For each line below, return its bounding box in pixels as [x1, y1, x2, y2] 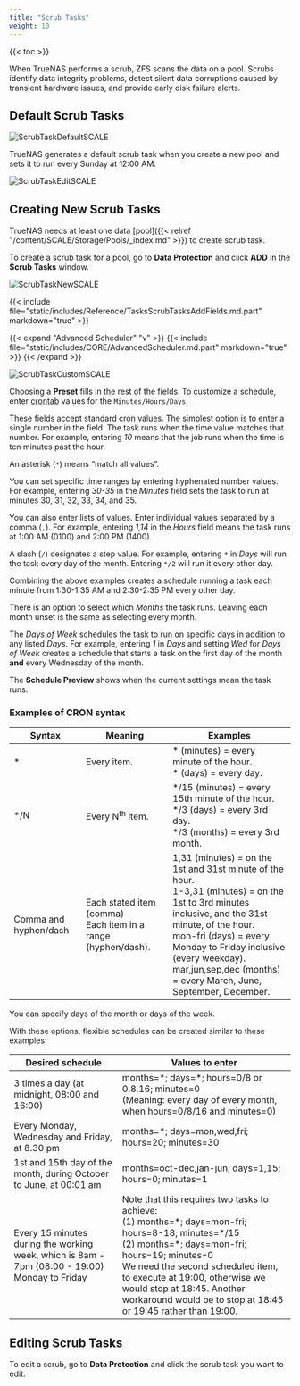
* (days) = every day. [172, 767, 263, 780]
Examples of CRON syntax [9, 706, 126, 719]
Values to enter [171, 1056, 238, 1069]
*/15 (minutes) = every [172, 781, 271, 794]
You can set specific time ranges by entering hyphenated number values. [9, 476, 279, 487]
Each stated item [86, 897, 156, 909]
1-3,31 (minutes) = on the [172, 885, 284, 898]
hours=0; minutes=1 [121, 1173, 208, 1186]
